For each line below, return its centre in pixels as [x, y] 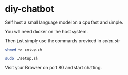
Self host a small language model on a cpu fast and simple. [64, 22]
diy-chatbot [29, 9]
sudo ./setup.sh [21, 58]
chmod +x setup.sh [24, 50]
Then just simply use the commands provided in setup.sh [63, 41]
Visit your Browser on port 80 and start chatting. [54, 67]
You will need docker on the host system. [46, 31]
